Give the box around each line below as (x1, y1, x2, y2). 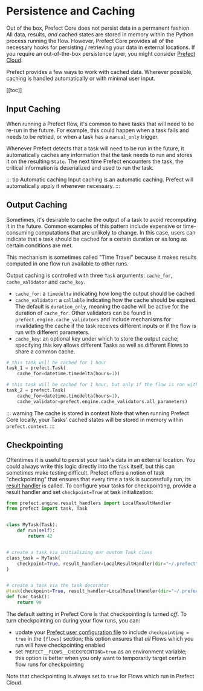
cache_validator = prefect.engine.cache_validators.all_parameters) (17, 398, 188, 404)
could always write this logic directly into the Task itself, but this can (6, 462, 175, 470)
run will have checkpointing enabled (14, 641, 106, 649)
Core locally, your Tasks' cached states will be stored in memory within (6, 416, 183, 423)
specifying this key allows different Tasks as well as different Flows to (14, 341, 188, 349)
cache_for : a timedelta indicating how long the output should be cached (14, 290, 195, 297)
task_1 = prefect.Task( (6, 365, 66, 371)
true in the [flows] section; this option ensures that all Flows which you (14, 635, 194, 642)
